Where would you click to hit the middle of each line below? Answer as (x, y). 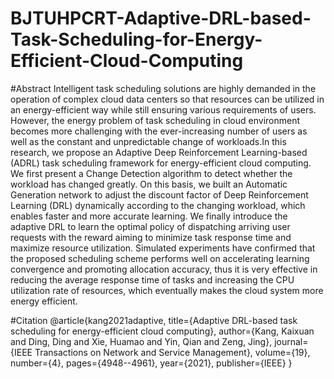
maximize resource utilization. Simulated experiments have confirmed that (163, 248)
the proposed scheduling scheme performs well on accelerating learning (160, 258)
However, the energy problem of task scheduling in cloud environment (155, 120)
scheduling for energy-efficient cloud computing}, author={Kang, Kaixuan (162, 331)
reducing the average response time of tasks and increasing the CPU (152, 279)
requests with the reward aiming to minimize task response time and (151, 237)
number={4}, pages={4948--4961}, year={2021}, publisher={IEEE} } (151, 363)
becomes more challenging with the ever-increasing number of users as (159, 131)
